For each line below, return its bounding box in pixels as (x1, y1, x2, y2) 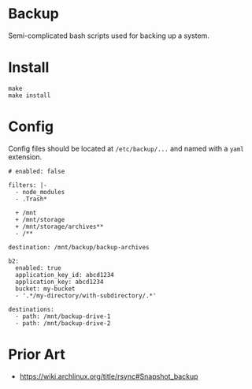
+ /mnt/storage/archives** (15, 223, 104, 230)
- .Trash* (15, 195, 47, 203)
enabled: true (15, 264, 61, 272)
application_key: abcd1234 (15, 278, 104, 286)
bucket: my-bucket (15, 285, 76, 293)
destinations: (8, 305, 55, 313)
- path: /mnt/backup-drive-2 (15, 319, 111, 327)
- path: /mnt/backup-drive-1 (15, 312, 111, 320)
